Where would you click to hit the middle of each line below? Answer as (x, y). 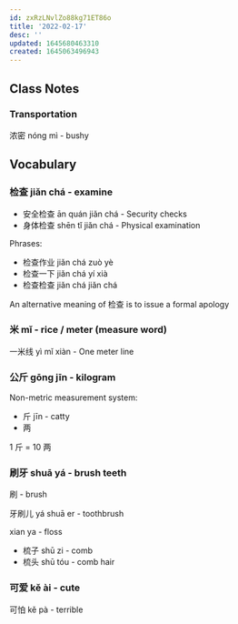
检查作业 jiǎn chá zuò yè (68, 262)
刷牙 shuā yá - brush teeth (68, 473)
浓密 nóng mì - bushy (49, 135)
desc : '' (26, 35)
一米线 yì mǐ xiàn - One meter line (72, 351)
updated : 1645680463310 (55, 43)
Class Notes (45, 89)
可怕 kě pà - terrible (46, 609)
